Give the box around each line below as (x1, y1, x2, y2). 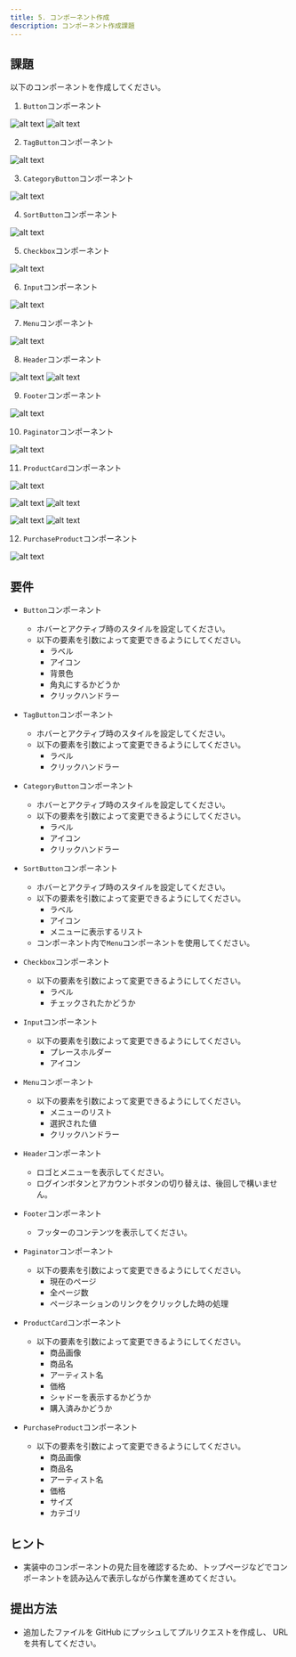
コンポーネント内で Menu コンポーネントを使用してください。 (36, 937, 255, 949)
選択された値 (49, 1118, 97, 1129)
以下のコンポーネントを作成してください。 (10, 82, 166, 93)
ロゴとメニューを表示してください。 (36, 1167, 169, 1178)
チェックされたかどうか (49, 998, 136, 1008)
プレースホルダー (49, 1047, 112, 1057)
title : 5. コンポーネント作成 (10, 12, 110, 22)
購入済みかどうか (49, 1403, 113, 1414)
